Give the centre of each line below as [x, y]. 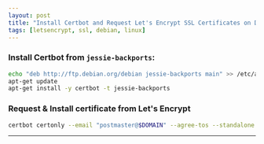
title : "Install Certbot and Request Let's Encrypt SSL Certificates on [130, 23]
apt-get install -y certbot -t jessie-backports [89, 89]
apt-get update [33, 81]
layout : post [29, 15]
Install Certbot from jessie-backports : [82, 57]
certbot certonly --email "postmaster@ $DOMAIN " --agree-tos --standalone [132, 125]
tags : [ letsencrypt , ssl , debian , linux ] [77, 30]
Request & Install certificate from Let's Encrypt [99, 109]
